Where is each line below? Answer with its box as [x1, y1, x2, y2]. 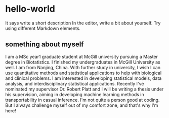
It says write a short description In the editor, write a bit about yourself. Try [5, 20, 161, 26]
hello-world [5, 3, 56, 15]
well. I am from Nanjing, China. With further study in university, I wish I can [5, 64, 161, 70]
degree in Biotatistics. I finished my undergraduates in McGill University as [5, 59, 160, 65]
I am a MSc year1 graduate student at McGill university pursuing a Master [5, 53, 158, 60]
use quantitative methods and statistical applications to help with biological [5, 70, 162, 76]
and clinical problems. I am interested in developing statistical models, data [5, 75, 162, 81]
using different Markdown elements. [5, 25, 81, 31]
